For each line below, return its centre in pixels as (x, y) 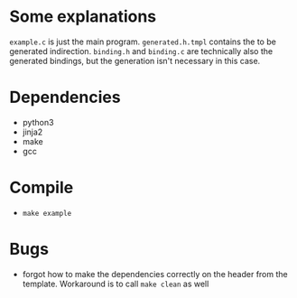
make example (47, 213)
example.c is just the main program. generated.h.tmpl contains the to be (143, 42)
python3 (38, 122)
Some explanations (83, 17)
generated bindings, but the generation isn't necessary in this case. (135, 61)
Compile (42, 188)
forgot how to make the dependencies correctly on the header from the (155, 274)
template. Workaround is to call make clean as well (116, 284)
